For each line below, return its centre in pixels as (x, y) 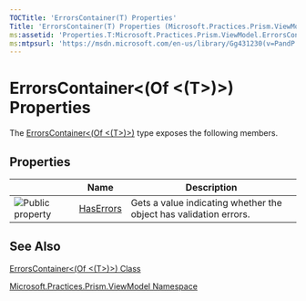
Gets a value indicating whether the (206, 203)
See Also (35, 247)
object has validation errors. (190, 214)
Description (211, 187)
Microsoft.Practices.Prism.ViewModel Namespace (104, 286)
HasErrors (101, 208)
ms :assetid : (32, 35)
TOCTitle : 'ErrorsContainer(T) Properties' (93, 18)
